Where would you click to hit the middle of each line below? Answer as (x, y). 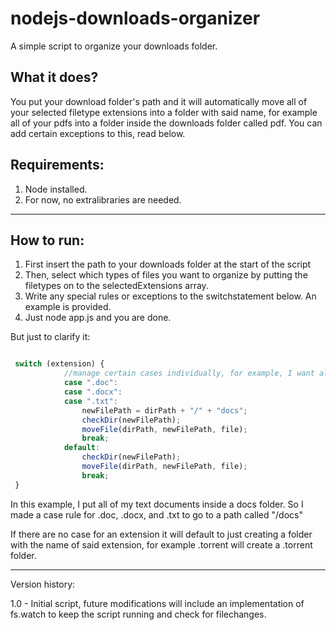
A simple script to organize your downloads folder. (114, 46)
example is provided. (68, 307)
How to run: (47, 240)
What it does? (54, 77)
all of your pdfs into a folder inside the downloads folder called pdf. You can (166, 123)
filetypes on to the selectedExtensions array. (116, 286)
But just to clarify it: (50, 337)
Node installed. (56, 189)
